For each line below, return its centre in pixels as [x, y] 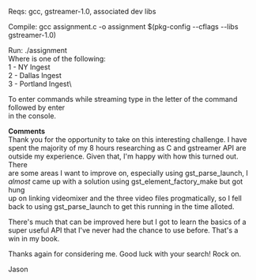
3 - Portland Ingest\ [40, 84]
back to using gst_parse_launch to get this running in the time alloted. [121, 207]
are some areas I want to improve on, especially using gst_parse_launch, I [128, 173]
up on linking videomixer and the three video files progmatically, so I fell [125, 198]
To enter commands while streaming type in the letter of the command [123, 99]
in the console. [32, 116]
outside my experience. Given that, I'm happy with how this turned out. [123, 156]
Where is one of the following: [57, 59]
